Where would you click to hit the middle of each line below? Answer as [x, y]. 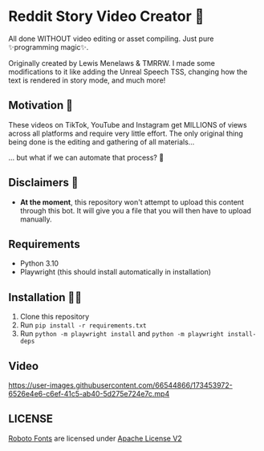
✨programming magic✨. [49, 47]
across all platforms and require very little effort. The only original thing [126, 133]
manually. [36, 219]
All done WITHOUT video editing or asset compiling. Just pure [111, 39]
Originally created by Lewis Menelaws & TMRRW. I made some [112, 63]
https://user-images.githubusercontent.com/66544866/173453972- [120, 385]
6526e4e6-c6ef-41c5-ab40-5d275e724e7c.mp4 [89, 394]
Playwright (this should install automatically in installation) [115, 272]
